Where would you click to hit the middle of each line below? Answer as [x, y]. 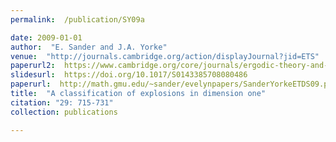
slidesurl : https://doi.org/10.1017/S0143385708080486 [129, 75]
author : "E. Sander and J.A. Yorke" [89, 47]
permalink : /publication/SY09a [77, 19]
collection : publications [64, 112]
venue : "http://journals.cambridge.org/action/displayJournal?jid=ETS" [165, 56]
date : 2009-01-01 [46, 37]
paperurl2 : [33, 66]
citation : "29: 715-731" [62, 102]
